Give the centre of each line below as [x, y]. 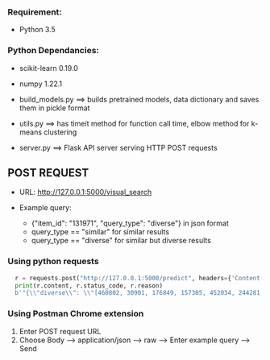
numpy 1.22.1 [41, 84]
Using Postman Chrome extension [76, 314]
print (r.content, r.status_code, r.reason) [89, 286]
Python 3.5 [37, 30]
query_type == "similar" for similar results [100, 232]
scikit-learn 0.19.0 [48, 68]
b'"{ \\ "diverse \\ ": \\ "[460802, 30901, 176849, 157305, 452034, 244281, [139, 293]
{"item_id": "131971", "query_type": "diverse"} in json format [130, 223]
